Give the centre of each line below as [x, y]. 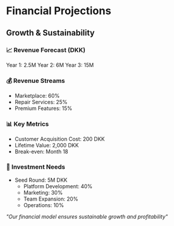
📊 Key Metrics [27, 124]
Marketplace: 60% [37, 96]
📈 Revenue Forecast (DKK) [46, 50]
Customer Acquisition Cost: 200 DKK [60, 139]
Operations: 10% [44, 205]
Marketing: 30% [43, 192]
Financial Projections [59, 11]
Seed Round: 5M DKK [41, 180]
